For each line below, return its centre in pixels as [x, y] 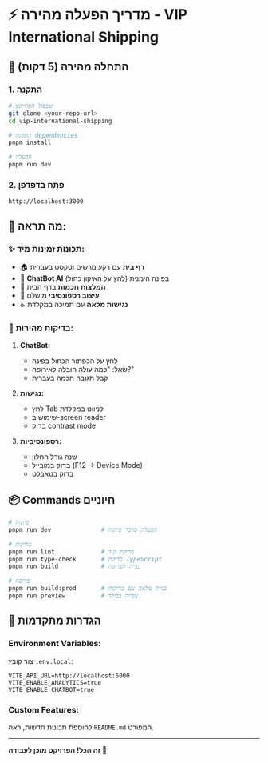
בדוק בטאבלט [53, 474]
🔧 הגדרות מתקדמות [55, 621]
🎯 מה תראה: [37, 226]
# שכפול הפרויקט [31, 106]
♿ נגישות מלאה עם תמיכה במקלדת [74, 304]
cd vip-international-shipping [60, 121]
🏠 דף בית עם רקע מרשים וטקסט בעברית [82, 266]
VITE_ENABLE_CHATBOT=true [51, 689]
